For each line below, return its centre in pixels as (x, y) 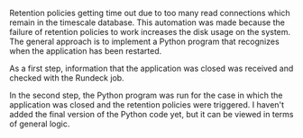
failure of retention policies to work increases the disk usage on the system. (150, 32)
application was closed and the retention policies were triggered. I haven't (147, 105)
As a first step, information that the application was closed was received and (151, 68)
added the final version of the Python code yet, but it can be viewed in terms (151, 114)
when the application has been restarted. (86, 51)
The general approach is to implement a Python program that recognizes (144, 41)
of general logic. (40, 124)
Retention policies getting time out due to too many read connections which (150, 13)
